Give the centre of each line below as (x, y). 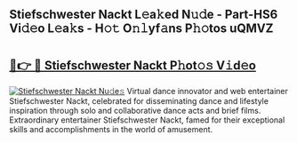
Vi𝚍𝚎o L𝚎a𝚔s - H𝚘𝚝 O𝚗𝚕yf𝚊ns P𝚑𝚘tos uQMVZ (141, 29)
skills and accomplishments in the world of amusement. (111, 129)
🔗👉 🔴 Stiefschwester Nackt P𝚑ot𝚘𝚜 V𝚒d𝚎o (132, 65)
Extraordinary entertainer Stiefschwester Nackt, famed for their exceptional (147, 120)
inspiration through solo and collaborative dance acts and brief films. (135, 111)
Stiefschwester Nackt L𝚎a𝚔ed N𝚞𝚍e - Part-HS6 (144, 15)
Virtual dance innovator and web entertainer (208, 91)
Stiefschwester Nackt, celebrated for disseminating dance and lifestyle (139, 101)
